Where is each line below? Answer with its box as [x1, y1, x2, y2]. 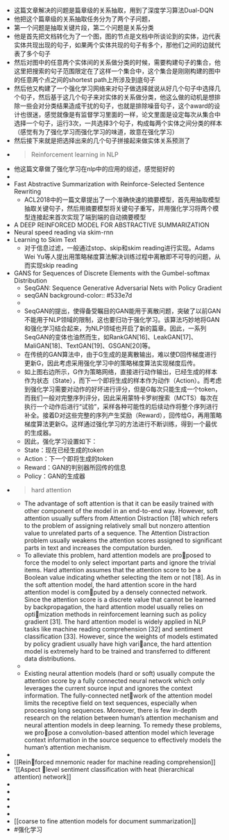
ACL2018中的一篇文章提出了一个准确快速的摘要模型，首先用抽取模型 [24, 195, 221, 204]
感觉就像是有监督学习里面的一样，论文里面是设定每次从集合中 [44, 111, 221, 118]
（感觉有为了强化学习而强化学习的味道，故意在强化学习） [13, 128, 178, 136]
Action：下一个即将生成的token [24, 455, 114, 462]
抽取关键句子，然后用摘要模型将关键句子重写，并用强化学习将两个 [24, 204, 213, 212]
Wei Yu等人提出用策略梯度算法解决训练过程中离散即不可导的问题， [24, 252, 215, 261]
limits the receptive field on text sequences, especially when [24, 699, 198, 707]
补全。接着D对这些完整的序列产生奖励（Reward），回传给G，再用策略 [24, 411, 222, 419]
